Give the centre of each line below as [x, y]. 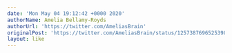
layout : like [26, 39]
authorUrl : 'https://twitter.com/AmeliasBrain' [77, 26]
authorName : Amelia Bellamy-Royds [57, 20]
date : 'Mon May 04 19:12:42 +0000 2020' [66, 13]
